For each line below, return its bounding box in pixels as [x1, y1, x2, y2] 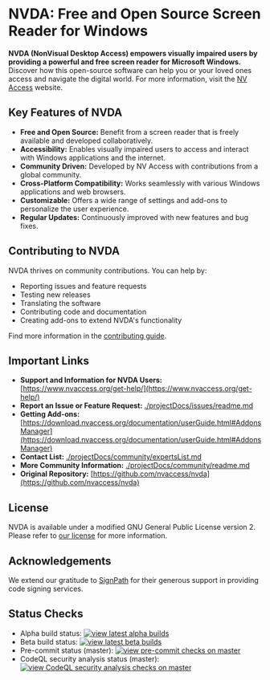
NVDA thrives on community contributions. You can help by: [8, 266, 207, 275]
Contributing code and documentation [19, 307, 147, 316]
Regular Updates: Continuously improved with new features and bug [19, 212, 249, 222]
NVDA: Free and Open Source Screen [8, 5, 261, 23]
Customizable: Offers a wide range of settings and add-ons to [19, 195, 227, 205]
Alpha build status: [19, 628, 82, 638]
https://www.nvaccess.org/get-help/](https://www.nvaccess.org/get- [22, 384, 252, 393]
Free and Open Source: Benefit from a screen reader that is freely [19, 127, 239, 136]
